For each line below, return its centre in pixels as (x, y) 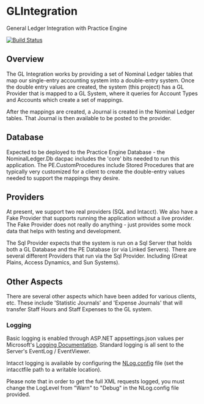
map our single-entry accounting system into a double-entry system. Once (100, 80)
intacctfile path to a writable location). (54, 370)
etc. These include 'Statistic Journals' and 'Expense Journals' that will (95, 303)
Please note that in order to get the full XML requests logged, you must (96, 381)
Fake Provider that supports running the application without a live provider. (100, 218)
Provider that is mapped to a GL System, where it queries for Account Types (102, 93)
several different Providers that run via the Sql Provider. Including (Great (97, 256)
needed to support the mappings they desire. (63, 178)
